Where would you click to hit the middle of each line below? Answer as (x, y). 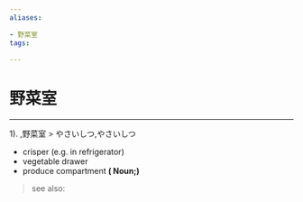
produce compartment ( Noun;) (81, 171)
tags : (19, 43)
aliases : (26, 18)
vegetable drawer (55, 161)
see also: (48, 188)
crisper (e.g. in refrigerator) (73, 152)
